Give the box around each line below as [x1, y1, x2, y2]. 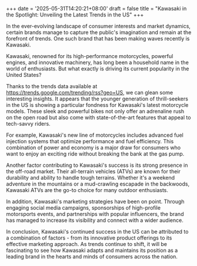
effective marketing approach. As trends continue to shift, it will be [6, 241, 168, 247]
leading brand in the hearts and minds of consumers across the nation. [6, 253, 178, 260]
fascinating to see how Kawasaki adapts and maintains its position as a [6, 247, 178, 254]
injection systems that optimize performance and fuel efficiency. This [6, 138, 174, 144]
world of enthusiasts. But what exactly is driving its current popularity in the [6, 65, 189, 72]
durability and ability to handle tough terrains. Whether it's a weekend [6, 174, 175, 181]
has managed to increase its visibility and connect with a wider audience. [6, 217, 183, 224]
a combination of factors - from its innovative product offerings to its [6, 234, 172, 241]
